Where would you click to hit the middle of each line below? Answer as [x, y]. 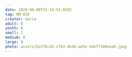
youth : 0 [14, 28]
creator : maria [21, 19]
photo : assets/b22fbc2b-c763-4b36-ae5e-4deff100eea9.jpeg [66, 47]
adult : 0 [14, 24]
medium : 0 [15, 38]
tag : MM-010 [17, 14]
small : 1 [14, 33]
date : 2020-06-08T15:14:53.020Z [38, 10]
